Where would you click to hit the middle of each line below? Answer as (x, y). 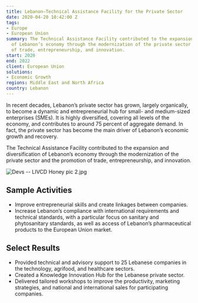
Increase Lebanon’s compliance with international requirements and (97, 210)
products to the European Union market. (63, 229)
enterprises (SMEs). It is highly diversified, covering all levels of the (88, 117)
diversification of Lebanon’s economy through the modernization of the (93, 154)
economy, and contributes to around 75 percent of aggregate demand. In (95, 124)
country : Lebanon (27, 88)
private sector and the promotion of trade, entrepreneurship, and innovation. (99, 160)
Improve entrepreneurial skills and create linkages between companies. (101, 205)
